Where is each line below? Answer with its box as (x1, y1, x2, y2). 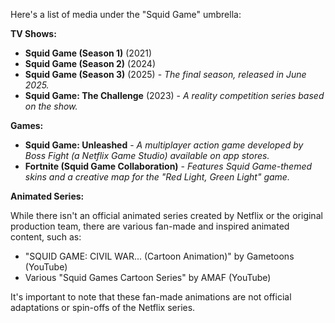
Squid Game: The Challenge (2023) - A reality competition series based (24, 90, 325, 101)
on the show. (24, 100, 78, 112)
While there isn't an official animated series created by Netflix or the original (10, 210, 323, 221)
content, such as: (10, 231, 82, 243)
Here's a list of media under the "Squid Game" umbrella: (10, 9, 242, 20)
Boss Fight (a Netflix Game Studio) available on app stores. (24, 150, 270, 161)
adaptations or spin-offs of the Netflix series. (10, 302, 196, 313)
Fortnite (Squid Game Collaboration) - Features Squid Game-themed (24, 160, 313, 172)
